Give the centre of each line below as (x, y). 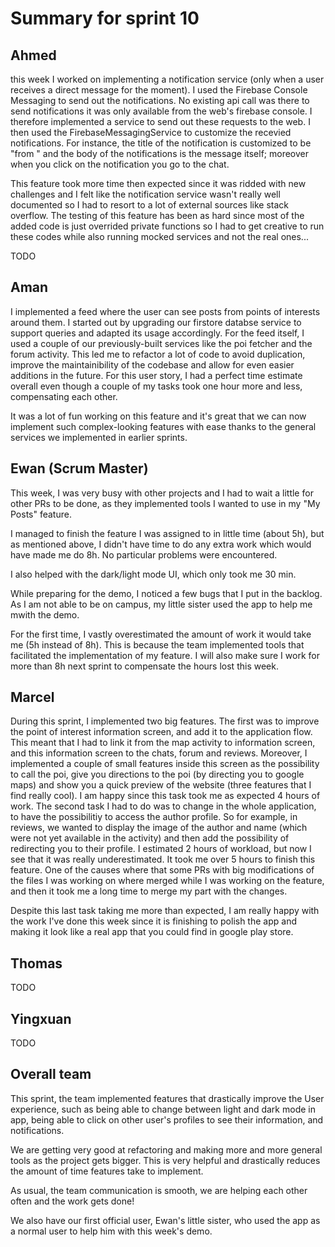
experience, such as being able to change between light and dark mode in (163, 1109)
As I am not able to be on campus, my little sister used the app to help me (161, 604)
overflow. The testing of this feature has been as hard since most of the (157, 215)
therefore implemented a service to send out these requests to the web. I (160, 121)
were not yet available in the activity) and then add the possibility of (150, 838)
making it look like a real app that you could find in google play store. (152, 932)
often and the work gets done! (72, 1201)
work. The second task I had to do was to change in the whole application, (163, 806)
